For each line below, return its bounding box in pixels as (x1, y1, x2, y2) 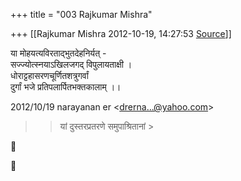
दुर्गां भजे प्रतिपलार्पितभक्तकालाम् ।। (10, 81, 122, 93)
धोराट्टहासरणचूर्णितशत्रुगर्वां (10, 70, 89, 81)
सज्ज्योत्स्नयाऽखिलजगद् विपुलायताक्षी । (10, 59, 133, 70)
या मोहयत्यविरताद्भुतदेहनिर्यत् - (10, 47, 107, 59)
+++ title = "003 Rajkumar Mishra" (10, 9, 153, 20)
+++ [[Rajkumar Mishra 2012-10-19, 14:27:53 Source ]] (10, 28, 232, 39)
